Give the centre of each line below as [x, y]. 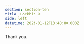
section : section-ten [27, 9]
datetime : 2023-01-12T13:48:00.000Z [42, 23]
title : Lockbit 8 [23, 14]
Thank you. [16, 37]
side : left [16, 18]
